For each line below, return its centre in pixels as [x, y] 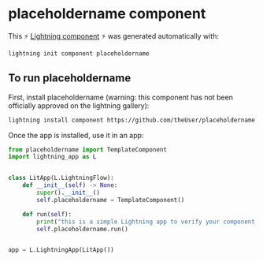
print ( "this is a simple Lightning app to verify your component [146, 222]
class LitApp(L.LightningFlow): [61, 178]
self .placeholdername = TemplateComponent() [111, 200]
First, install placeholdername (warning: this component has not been [121, 97]
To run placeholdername [70, 79]
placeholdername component [107, 14]
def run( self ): [47, 214]
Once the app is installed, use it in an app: [76, 135]
